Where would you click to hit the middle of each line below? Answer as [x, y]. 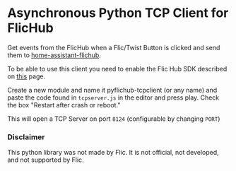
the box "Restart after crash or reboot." [64, 105]
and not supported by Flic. [46, 160]
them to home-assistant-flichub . [54, 55]
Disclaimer [26, 137]
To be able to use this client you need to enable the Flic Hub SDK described [117, 69]
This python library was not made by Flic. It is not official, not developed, [113, 153]
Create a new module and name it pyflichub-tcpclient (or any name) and [112, 90]
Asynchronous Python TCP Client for [118, 13]
